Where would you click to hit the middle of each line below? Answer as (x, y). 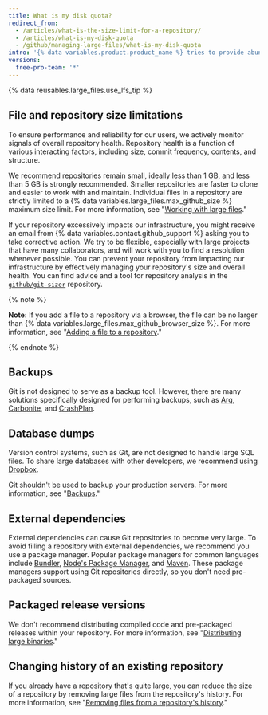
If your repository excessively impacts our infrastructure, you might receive (132, 225)
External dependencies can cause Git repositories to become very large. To (132, 538)
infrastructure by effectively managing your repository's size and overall (127, 267)
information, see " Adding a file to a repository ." (85, 332)
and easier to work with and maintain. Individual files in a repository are (125, 192)
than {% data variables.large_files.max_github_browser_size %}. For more (129, 323)
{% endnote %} (34, 347)
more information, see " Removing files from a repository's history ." (118, 702)
